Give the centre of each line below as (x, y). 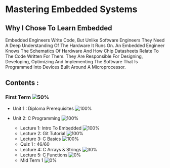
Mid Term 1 (32, 160)
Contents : (22, 83)
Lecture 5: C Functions (44, 155)
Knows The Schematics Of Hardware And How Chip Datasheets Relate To (82, 51)
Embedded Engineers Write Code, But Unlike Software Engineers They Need (85, 40)
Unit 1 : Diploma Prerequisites (43, 108)
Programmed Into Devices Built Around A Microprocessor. (66, 67)
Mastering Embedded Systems (71, 9)
